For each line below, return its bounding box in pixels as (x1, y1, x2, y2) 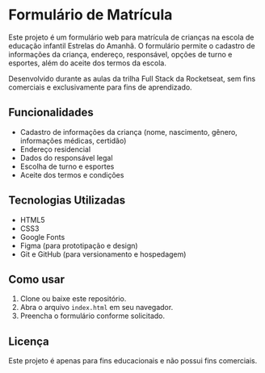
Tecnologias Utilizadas (8, 194, 126, 207)
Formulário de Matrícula (8, 6, 173, 24)
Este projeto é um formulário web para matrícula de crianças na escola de (8, 32, 254, 42)
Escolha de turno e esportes (19, 161, 115, 171)
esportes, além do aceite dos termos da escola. (8, 58, 167, 68)
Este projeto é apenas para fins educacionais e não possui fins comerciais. (8, 356, 258, 366)
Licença (8, 334, 50, 348)
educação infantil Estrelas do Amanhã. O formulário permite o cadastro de (8, 40, 256, 50)
